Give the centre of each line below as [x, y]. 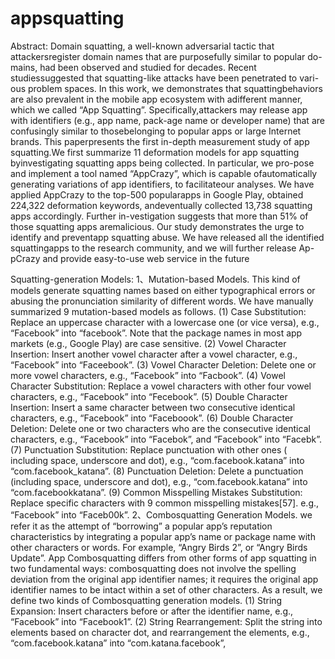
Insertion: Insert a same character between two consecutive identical [153, 407]
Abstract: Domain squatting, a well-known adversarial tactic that [142, 46]
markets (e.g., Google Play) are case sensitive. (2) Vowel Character [148, 343]
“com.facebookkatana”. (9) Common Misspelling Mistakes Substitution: [156, 492]
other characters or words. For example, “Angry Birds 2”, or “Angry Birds [159, 547]
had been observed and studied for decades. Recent [148, 67]
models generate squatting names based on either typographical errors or [163, 290]
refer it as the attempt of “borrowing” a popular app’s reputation [141, 526]
